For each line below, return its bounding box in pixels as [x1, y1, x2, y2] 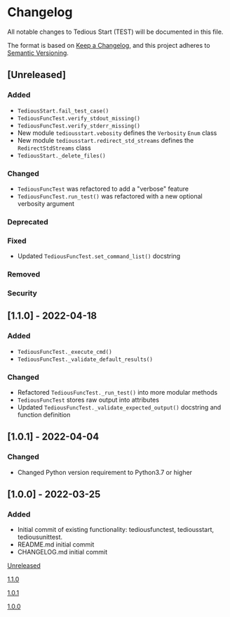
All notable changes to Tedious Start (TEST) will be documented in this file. [7, 27, 224, 36]
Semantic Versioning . [7, 49, 69, 57]
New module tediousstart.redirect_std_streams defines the [17, 136, 194, 144]
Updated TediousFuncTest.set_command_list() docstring [17, 252, 181, 260]
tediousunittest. [17, 533, 63, 542]
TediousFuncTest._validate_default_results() [17, 356, 153, 363]
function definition [17, 410, 71, 419]
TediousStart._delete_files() [17, 152, 107, 159]
